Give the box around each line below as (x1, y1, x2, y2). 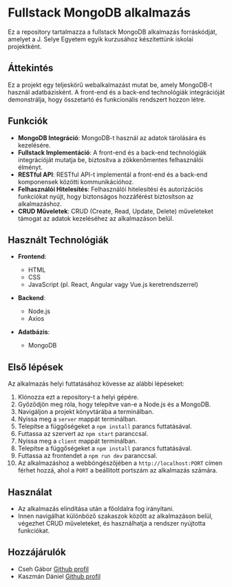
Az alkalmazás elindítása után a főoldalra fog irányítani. (17, 505, 174, 513)
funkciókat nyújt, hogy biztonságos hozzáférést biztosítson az (17, 192, 194, 201)
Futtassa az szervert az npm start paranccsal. (17, 430, 149, 438)
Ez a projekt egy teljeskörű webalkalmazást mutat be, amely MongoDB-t (8, 81, 213, 89)
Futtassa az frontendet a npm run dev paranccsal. (17, 452, 158, 460)
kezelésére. (17, 141, 51, 149)
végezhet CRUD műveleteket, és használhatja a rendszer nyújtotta (17, 519, 206, 527)
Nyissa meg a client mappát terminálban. (17, 437, 137, 446)
